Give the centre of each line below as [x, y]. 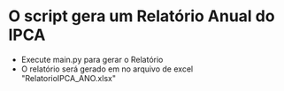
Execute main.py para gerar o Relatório [92, 59]
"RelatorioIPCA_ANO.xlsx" [69, 78]
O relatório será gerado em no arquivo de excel [107, 69]
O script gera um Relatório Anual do [142, 16]
